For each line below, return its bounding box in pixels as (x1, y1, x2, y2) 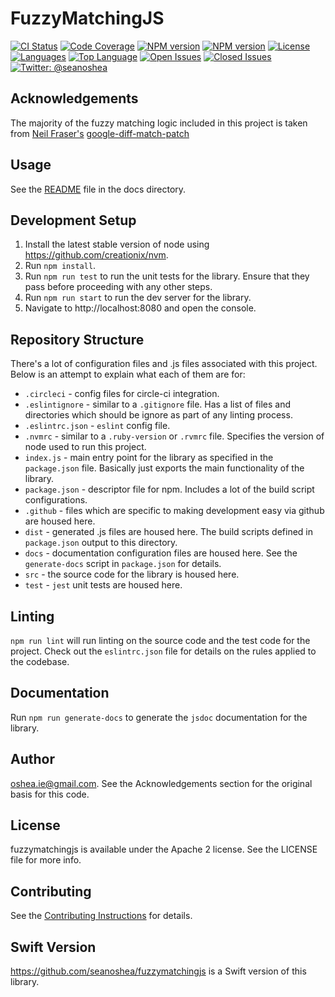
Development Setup (10, 212, 137, 229)
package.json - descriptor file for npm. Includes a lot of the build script (24, 483, 315, 496)
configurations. (24, 494, 88, 506)
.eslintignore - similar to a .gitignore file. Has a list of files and (24, 398, 292, 411)
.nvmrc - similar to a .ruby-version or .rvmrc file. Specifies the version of (24, 430, 325, 442)
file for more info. (10, 854, 82, 866)
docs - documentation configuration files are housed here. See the (24, 547, 298, 559)
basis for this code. (10, 788, 90, 800)
